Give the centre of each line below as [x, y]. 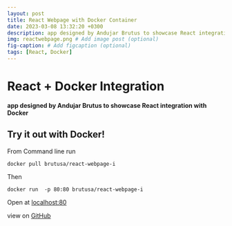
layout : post [26, 13]
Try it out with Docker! [56, 134]
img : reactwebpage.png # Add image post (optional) [83, 39]
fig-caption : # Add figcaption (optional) [69, 46]
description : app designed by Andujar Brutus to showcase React [101, 33]
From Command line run [41, 151]
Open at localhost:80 [37, 202]
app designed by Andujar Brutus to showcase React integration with [107, 105]
